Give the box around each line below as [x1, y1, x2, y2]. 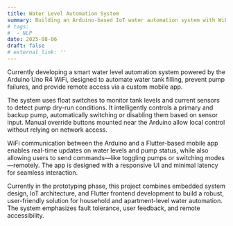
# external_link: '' [7, 49, 67, 56]
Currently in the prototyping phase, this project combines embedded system [7, 182, 225, 190]
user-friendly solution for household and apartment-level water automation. [7, 196, 223, 205]
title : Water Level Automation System [7, 10, 119, 17]
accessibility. [7, 211, 45, 219]
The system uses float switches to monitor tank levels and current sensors [7, 96, 220, 104]
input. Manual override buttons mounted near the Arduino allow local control [7, 118, 225, 126]
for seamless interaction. [7, 168, 78, 177]
